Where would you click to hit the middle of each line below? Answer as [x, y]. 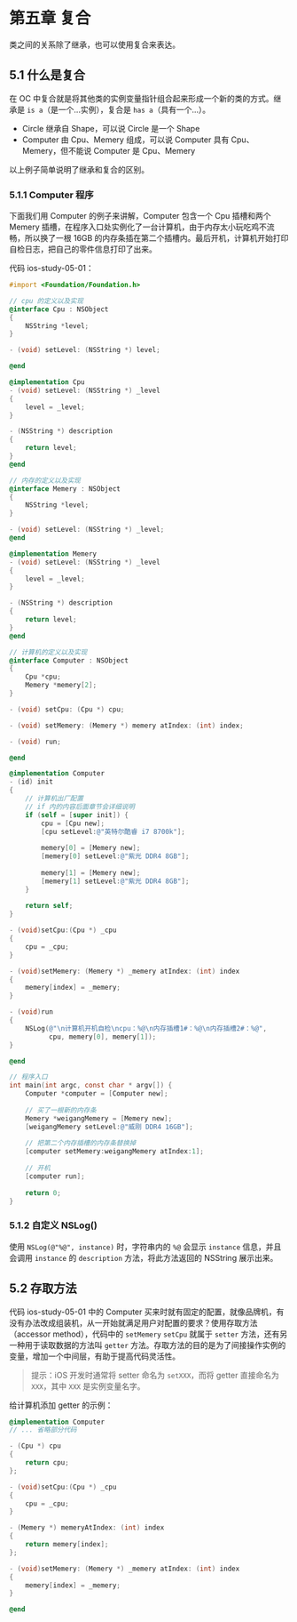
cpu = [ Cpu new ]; [73, 823]
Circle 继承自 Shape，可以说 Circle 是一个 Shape [111, 128]
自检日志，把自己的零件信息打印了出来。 [83, 249]
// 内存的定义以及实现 [45, 480]
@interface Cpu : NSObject [59, 309]
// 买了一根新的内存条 [61, 1110]
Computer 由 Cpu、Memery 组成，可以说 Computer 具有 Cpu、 [138, 140]
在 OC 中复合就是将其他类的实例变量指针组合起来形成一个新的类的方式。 [141, 98]
